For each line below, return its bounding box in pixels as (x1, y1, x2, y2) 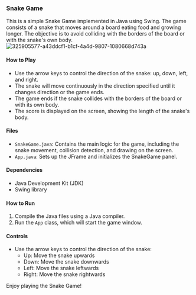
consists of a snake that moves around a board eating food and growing (6, 24, 181, 31)
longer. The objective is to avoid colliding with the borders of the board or (6, 30, 185, 37)
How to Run (6, 200, 35, 207)
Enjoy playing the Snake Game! (6, 283, 81, 290)
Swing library (14, 185, 47, 193)
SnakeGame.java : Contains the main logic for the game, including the (14, 140, 179, 147)
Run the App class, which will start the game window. (14, 219, 143, 226)
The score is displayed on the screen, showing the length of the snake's (14, 107, 190, 114)
